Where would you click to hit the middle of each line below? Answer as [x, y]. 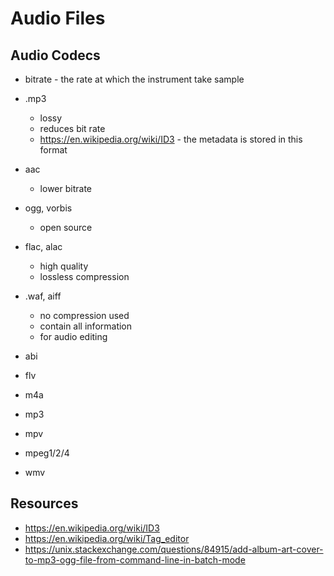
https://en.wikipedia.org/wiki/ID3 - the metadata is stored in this [171, 139]
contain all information [86, 326]
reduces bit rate [72, 128]
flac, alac [43, 246]
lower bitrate [65, 188]
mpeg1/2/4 [47, 453]
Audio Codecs [55, 55]
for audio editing [73, 336]
